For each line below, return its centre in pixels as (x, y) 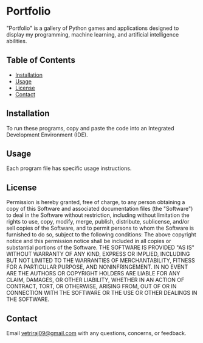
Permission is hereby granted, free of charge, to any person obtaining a (96, 202)
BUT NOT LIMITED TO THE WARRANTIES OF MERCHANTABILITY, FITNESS (101, 261)
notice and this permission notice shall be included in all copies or (89, 241)
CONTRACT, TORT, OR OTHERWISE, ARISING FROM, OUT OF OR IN (91, 286)
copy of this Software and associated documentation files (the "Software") (100, 209)
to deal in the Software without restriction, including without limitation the (98, 215)
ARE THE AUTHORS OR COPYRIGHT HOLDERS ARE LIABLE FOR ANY (93, 274)
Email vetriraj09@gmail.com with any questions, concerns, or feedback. (96, 333)
